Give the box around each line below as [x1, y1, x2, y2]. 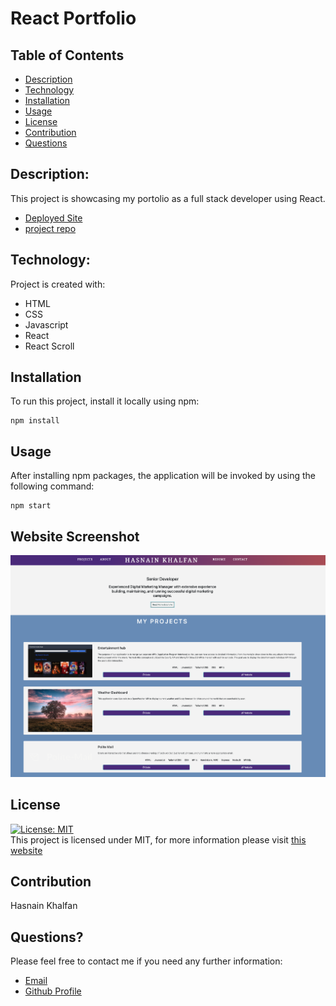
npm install [10, 416, 60, 426]
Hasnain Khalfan [10, 900, 78, 912]
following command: [10, 480, 95, 492]
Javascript [24, 318, 69, 331]
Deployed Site [24, 212, 83, 224]
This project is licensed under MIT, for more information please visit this [10, 833, 307, 846]
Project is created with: [10, 278, 106, 290]
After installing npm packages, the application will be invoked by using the [10, 470, 316, 482]
